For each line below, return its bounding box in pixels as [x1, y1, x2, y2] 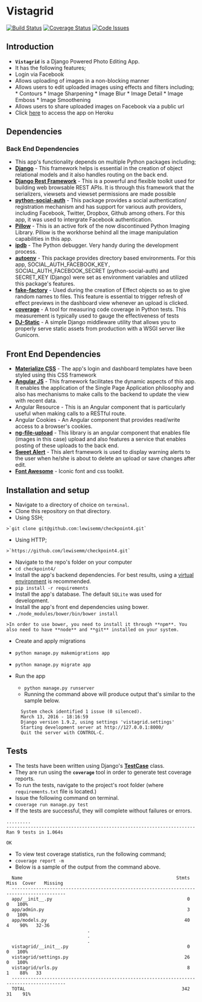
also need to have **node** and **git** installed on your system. [6, 627, 180, 633]
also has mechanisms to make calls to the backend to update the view [14, 391, 189, 398]
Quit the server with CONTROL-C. [21, 730, 105, 736]
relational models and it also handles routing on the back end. [14, 171, 168, 179]
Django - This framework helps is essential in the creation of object [14, 165, 183, 172]
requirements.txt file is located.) [14, 788, 97, 795]
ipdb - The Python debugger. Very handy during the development [14, 241, 179, 249]
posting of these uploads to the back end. [14, 442, 119, 449]
